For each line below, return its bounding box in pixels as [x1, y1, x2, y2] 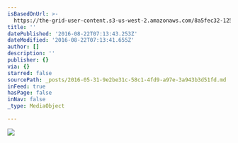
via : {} [7, 63, 30, 70]
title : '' [7, 23, 37, 30]
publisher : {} [7, 57, 50, 64]
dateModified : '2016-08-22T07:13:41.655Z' [7, 37, 135, 44]
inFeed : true [7, 83, 46, 90]
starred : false [7, 69, 52, 76]
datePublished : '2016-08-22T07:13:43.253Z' [7, 30, 138, 38]
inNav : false [7, 96, 46, 103]
